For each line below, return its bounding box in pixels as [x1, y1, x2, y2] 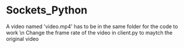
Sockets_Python [6, 4, 88, 17]
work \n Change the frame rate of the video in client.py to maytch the [6, 29, 173, 36]
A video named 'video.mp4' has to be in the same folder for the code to [6, 23, 178, 30]
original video [6, 35, 39, 42]
